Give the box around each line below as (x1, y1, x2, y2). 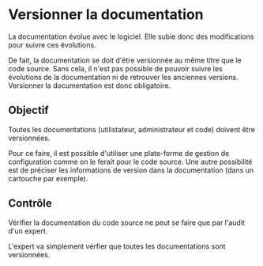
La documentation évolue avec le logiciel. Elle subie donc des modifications (8, 32, 254, 41)
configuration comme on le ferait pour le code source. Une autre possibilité (8, 157, 253, 166)
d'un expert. (8, 226, 48, 235)
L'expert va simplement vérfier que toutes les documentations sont (8, 241, 226, 251)
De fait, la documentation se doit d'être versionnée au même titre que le (8, 55, 242, 65)
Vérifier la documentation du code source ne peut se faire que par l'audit (8, 218, 245, 227)
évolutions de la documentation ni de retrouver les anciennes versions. (8, 72, 239, 82)
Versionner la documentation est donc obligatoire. (8, 81, 171, 90)
